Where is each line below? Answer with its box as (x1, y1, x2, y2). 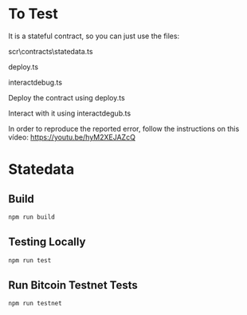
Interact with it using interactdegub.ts (8, 108, 131, 118)
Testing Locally (8, 235, 86, 249)
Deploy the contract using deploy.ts (8, 93, 125, 102)
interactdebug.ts (8, 77, 62, 87)
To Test (8, 5, 58, 23)
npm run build (8, 213, 56, 221)
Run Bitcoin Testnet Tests (8, 278, 138, 292)
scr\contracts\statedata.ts (8, 46, 93, 56)
